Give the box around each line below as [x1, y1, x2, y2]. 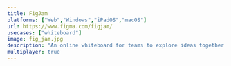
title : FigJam [7, 10, 48, 17]
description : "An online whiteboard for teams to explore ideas [7, 42, 196, 49]
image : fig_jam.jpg [7, 36, 64, 43]
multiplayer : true [7, 49, 60, 56]
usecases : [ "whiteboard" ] [7, 29, 82, 36]
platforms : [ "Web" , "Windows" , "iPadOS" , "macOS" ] [7, 16, 147, 23]
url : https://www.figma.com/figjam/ [7, 23, 113, 30]
